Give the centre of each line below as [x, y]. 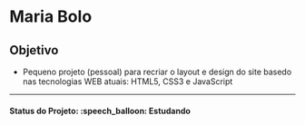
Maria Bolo [51, 17]
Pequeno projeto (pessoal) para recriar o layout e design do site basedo [157, 72]
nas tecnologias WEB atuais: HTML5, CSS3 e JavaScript [128, 82]
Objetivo [34, 50]
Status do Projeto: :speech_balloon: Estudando [100, 111]
